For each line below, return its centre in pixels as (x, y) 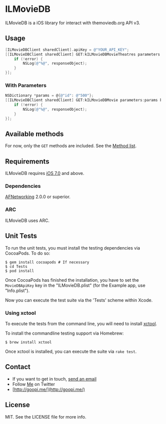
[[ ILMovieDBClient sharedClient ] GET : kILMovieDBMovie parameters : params (82, 100)
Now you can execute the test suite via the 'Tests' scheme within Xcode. (79, 300)
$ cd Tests (16, 266)
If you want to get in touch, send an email (54, 379)
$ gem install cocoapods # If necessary (47, 262)
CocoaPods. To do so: (28, 253)
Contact (18, 367)
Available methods (35, 134)
